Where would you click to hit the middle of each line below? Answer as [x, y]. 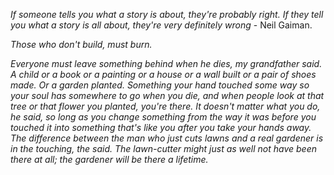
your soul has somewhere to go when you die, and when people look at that [167, 95]
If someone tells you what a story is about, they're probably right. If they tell [167, 14]
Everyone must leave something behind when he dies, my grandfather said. [166, 63]
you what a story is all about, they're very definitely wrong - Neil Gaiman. [161, 25]
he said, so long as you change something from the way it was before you [163, 117]
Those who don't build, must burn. [81, 44]
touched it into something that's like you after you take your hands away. [161, 127]
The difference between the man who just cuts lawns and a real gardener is [167, 138]
